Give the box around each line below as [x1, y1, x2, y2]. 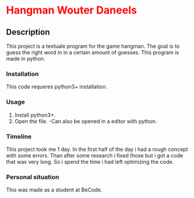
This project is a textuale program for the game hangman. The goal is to [6, 42, 180, 49]
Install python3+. [14, 111, 56, 118]
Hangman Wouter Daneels [6, 4, 137, 17]
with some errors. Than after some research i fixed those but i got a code [6, 151, 183, 159]
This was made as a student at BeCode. [6, 186, 103, 193]
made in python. [6, 55, 46, 62]
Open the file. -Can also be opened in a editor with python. [14, 117, 158, 124]
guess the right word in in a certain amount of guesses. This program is [6, 49, 179, 56]
